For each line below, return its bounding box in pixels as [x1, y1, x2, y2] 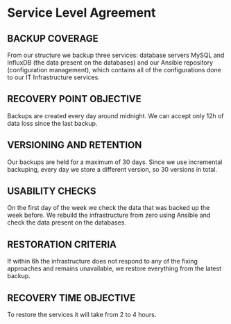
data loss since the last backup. [7, 119, 98, 127]
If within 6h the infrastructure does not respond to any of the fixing [7, 257, 198, 266]
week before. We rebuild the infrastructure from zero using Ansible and [7, 211, 211, 220]
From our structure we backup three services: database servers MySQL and [7, 51, 225, 59]
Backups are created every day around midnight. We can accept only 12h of [7, 111, 224, 120]
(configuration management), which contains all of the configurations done [7, 66, 222, 74]
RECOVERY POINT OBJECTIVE [7, 93, 142, 105]
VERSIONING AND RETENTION [7, 139, 142, 151]
